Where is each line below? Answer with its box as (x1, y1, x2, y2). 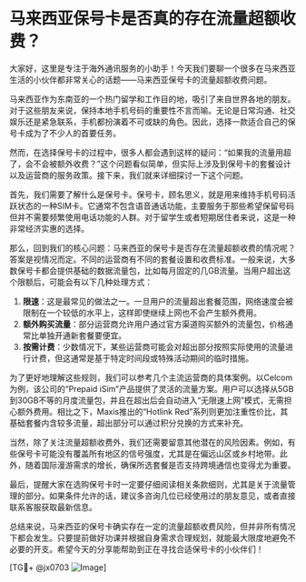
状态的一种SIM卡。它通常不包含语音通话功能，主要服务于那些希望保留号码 (16, 200, 295, 211)
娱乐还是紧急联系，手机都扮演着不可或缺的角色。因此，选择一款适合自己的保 (9, 115, 296, 127)
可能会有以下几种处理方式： (48, 276, 153, 287)
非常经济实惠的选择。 (9, 223, 89, 234)
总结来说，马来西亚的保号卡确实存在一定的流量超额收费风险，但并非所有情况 (9, 520, 296, 532)
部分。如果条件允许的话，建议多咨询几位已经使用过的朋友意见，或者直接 (25, 490, 296, 501)
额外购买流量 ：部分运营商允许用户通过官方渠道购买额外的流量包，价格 (22, 318, 286, 329)
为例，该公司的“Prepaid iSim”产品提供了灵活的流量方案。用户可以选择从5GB (9, 383, 294, 394)
